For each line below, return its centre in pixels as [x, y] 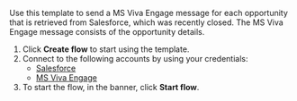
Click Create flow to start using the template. [106, 49]
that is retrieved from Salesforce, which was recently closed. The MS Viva [146, 22]
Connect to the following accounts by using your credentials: [135, 59]
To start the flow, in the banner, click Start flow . [111, 87]
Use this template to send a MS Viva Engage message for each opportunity [148, 13]
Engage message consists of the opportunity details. [107, 32]
